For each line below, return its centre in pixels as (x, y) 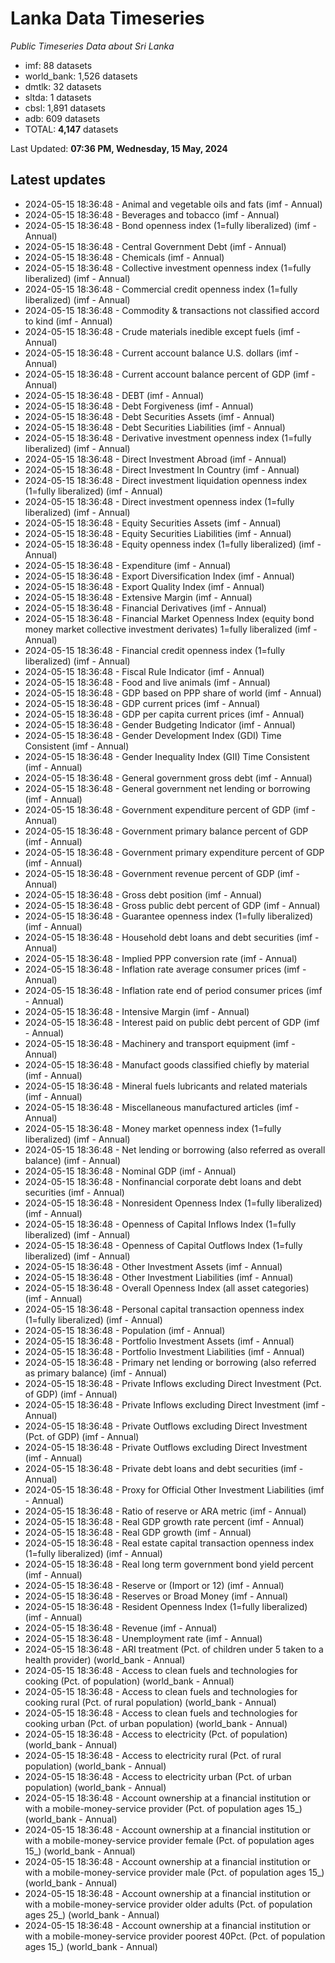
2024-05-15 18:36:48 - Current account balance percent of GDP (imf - (170, 374)
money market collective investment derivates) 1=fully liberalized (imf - (171, 629)
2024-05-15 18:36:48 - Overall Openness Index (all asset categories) (167, 1288)
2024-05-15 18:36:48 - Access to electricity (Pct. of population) (156, 1734)
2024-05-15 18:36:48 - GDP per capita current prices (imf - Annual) (164, 714)
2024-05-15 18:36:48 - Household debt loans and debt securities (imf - (172, 937)
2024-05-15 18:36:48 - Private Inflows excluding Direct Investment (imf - (175, 1404)
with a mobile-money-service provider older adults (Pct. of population (168, 1904)
